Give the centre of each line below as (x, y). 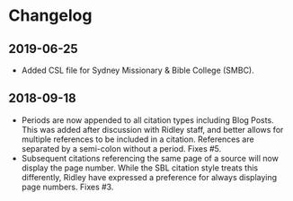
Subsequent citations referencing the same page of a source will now (150, 158)
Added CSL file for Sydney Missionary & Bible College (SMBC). (138, 70)
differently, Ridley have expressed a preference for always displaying (149, 177)
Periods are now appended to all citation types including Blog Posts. (148, 120)
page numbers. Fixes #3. (67, 187)
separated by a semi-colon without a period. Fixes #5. (121, 148)
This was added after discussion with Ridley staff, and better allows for (152, 129)
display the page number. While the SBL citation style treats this (139, 168)
